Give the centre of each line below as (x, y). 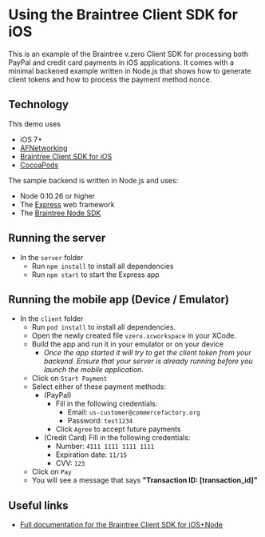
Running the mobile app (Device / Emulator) (119, 299)
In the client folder (51, 319)
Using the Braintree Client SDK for (123, 15)
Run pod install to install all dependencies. (104, 327)
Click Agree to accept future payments (118, 429)
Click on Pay (51, 472)
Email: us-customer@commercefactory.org (134, 412)
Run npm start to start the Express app (95, 275)
